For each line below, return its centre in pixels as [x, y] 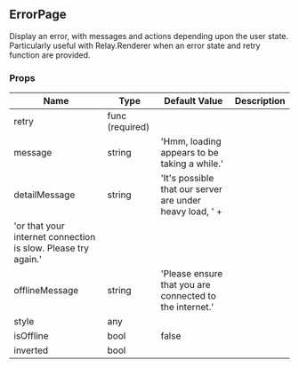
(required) [128, 127]
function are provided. [50, 55]
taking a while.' [192, 164]
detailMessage [44, 195]
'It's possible [187, 179]
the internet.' [187, 308]
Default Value [194, 101]
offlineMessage [46, 291]
